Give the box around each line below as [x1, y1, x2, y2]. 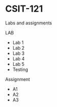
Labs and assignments [5, 20, 52, 26]
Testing [12, 66, 29, 73]
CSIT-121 [5, 3, 43, 15]
